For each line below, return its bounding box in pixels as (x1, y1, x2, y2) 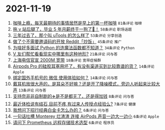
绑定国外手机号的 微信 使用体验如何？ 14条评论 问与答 (12, 75, 118, 81)
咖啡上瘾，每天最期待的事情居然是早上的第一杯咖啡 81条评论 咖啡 (12, 20, 142, 26)
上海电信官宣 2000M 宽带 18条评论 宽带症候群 (12, 57, 101, 63)
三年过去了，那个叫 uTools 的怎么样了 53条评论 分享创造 (12, 32, 123, 38)
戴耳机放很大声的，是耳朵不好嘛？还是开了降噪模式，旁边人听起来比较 (12, 81, 156, 87)
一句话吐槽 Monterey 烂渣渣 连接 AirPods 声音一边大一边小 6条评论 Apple (12, 113, 160, 119)
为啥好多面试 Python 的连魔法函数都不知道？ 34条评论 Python (12, 44, 135, 50)
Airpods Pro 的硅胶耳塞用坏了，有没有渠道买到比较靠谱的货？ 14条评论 (12, 63, 155, 69)
